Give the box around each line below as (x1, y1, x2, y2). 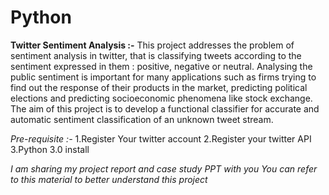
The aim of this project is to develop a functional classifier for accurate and (10, 102, 320, 115)
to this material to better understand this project (10, 173, 208, 185)
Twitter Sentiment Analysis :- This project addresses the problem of (10, 39, 295, 51)
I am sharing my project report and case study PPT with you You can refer (10, 162, 318, 175)
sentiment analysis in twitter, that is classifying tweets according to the (10, 49, 302, 61)
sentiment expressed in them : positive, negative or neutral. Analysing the (10, 60, 313, 72)
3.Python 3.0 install (10, 143, 90, 155)
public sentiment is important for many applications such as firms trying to (10, 71, 317, 83)
